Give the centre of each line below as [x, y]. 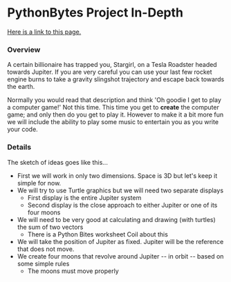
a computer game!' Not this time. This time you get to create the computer [113, 108]
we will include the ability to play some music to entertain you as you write [113, 122]
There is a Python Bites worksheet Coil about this [98, 234]
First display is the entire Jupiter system [84, 197]
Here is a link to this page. [44, 32]
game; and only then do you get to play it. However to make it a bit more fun [115, 114]
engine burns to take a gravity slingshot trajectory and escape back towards [116, 79]
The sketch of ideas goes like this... [58, 162]
